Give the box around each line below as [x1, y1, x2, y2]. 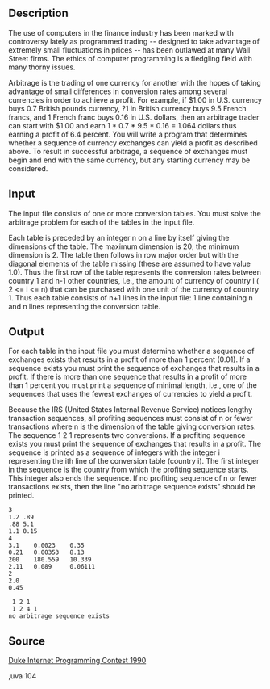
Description [8, 6, 69, 20]
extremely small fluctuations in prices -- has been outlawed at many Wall [8, 44, 251, 55]
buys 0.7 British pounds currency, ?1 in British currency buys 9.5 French [8, 103, 247, 113]
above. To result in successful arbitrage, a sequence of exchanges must [8, 146, 248, 156]
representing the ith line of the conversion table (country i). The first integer [8, 456, 260, 466]
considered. [8, 163, 48, 173]
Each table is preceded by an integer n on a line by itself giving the [8, 233, 230, 242]
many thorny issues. [8, 62, 76, 72]
